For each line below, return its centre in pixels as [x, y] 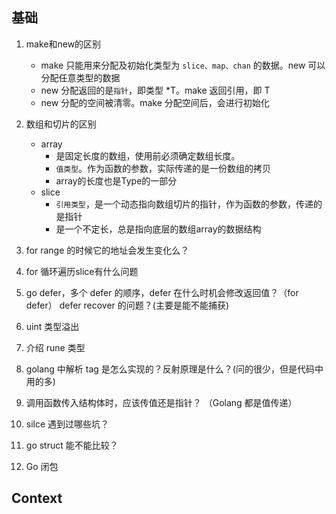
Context [37, 498]
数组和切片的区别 [61, 124]
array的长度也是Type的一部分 [116, 180]
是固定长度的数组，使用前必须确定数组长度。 [148, 155]
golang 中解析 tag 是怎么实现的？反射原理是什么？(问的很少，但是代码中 [174, 369]
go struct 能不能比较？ [72, 445]
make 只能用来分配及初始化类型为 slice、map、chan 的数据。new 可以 [183, 65]
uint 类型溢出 [52, 326]
